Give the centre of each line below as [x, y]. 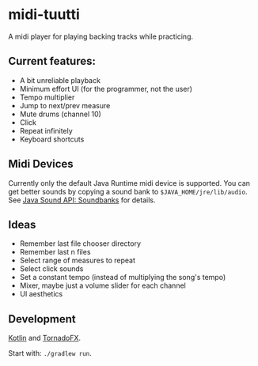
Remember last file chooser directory [80, 243]
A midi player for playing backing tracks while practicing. [101, 36]
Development [42, 319]
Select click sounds [51, 269]
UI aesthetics [41, 294]
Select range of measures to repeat [78, 260]
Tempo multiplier [47, 97]
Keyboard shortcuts [52, 139]
